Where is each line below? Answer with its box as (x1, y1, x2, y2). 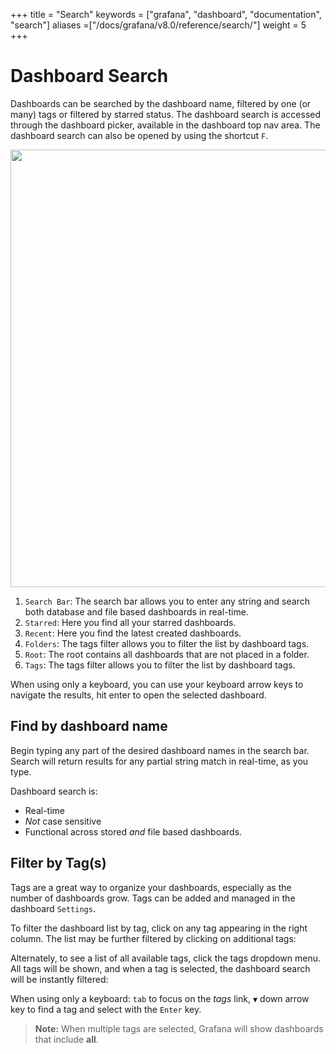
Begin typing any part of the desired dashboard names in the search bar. (10, 744, 310, 756)
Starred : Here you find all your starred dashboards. (24, 616, 237, 628)
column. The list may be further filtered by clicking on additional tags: (10, 932, 297, 944)
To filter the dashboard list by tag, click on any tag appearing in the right (10, 922, 308, 934)
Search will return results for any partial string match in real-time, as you (10, 755, 309, 767)
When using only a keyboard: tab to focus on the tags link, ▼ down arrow (10, 992, 310, 1004)
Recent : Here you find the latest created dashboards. (24, 627, 242, 639)
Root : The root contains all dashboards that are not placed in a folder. (24, 648, 310, 660)
